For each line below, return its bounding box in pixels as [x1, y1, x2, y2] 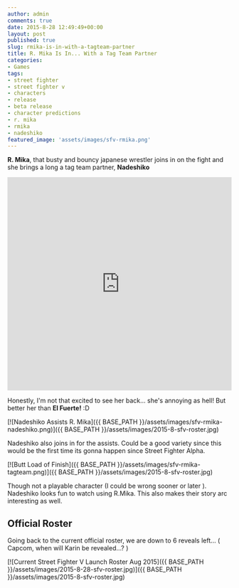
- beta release [7, 103, 53, 110]
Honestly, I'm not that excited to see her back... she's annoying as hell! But [7, 396, 226, 405]
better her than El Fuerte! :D [7, 404, 90, 412]
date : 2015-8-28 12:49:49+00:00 [7, 23, 103, 31]
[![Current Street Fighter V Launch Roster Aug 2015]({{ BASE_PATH [7, 557, 204, 566]
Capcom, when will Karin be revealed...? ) [7, 544, 129, 552]
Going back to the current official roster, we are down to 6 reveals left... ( [7, 536, 221, 545]
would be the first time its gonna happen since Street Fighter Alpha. [7, 447, 206, 455]
